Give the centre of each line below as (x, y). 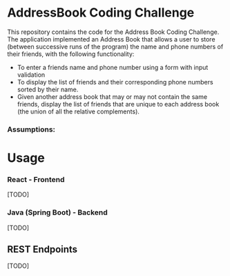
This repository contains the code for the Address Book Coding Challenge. (113, 32)
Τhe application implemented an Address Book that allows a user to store (111, 39)
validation (31, 75)
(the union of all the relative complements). (78, 111)
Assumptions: (31, 129)
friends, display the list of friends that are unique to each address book (118, 104)
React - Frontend (36, 179)
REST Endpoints (42, 249)
